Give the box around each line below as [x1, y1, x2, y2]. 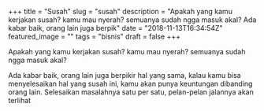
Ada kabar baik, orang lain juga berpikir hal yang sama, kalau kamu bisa [8, 71, 242, 80]
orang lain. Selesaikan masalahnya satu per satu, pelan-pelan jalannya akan [8, 87, 254, 97]
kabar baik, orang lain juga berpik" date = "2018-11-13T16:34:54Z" [8, 24, 223, 32]
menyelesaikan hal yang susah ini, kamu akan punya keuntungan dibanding [8, 79, 253, 88]
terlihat [8, 96, 32, 105]
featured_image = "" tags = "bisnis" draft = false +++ [8, 31, 181, 41]
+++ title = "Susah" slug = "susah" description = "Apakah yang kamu [8, 7, 232, 16]
